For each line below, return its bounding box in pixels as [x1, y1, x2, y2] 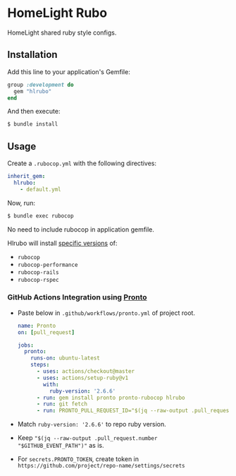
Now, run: [7, 198, 35, 207]
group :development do [7, 81, 74, 88]
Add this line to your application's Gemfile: [7, 67, 130, 76]
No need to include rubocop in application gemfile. [7, 225, 155, 234]
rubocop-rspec [17, 276, 59, 283]
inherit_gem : [7, 173, 46, 180]
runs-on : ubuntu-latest [30, 355, 100, 362]
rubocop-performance [17, 261, 78, 268]
